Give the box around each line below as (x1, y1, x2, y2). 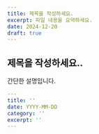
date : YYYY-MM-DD (7, 103, 58, 110)
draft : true (7, 29, 42, 37)
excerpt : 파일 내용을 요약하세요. (7, 17, 93, 24)
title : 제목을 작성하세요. (7, 10, 74, 17)
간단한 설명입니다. (7, 77, 56, 85)
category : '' (7, 110, 45, 117)
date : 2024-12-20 (7, 23, 58, 30)
